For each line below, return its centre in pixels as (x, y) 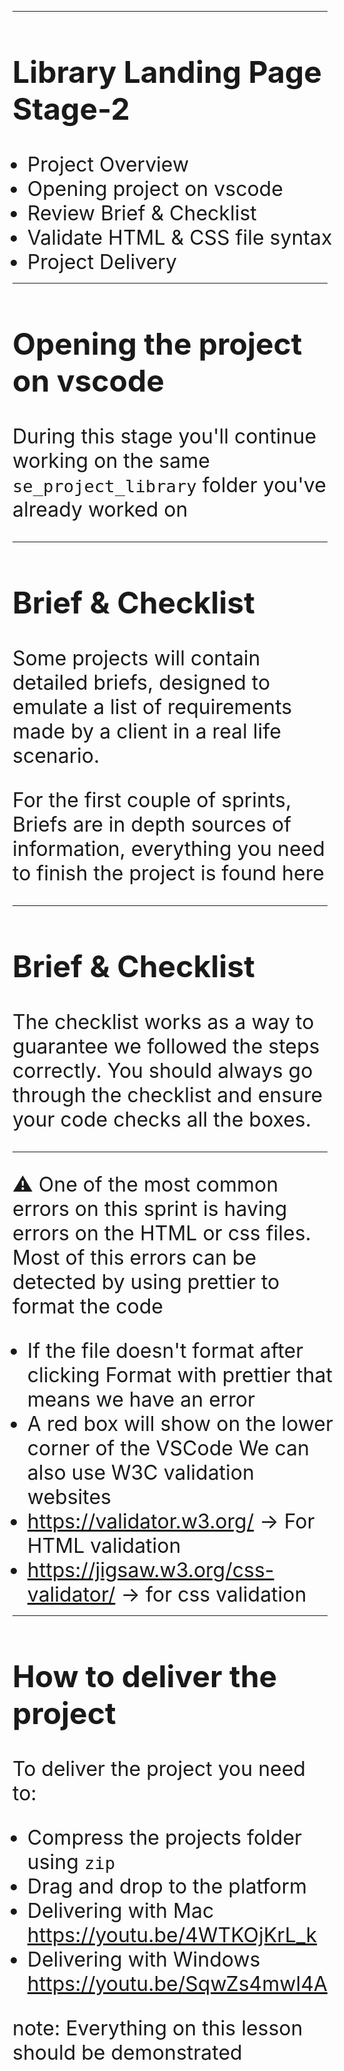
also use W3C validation (140, 1473)
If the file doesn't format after (165, 1351)
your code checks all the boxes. (162, 1120)
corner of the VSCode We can (168, 1448)
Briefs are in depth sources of (152, 825)
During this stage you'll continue (164, 437)
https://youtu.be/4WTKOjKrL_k (172, 1935)
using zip (70, 1862)
